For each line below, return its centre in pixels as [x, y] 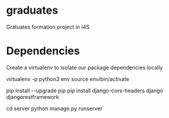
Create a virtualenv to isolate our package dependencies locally [84, 67]
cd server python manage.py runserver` [55, 108]
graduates [32, 10]
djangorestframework [33, 97]
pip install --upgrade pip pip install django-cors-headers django [84, 91]
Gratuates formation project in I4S [48, 27]
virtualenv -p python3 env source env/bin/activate [68, 79]
